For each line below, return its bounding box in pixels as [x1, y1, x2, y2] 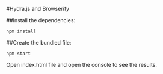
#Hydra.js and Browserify [6, 5, 70, 12]
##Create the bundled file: [6, 39, 72, 46]
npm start [6, 51, 31, 57]
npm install [6, 28, 36, 34]
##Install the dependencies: [6, 17, 76, 23]
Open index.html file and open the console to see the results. [6, 61, 158, 68]
